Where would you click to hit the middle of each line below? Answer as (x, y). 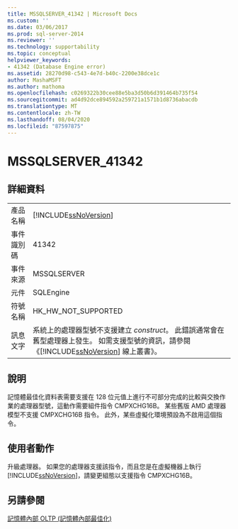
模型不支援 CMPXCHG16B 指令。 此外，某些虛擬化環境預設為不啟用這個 (112, 415)
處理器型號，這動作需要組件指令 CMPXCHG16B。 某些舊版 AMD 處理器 (123, 406)
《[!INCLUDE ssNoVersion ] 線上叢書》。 (97, 351)
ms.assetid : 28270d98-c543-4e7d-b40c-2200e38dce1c (84, 73)
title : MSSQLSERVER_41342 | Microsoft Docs (73, 14)
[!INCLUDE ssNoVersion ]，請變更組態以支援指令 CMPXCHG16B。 (102, 476)
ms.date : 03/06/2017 (38, 27)
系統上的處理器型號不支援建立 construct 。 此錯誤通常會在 (129, 329)
